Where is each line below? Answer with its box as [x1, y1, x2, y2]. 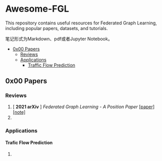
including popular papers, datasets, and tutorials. [5, 25, 108, 31]
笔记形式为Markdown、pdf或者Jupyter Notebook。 [5, 36, 113, 42]
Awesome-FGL [5, 3, 70, 15]
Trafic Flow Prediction [5, 140, 53, 146]
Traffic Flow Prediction [27, 62, 75, 68]
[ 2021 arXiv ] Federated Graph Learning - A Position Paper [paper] [12, 104, 155, 110]
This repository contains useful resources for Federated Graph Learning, [5, 20, 157, 26]
